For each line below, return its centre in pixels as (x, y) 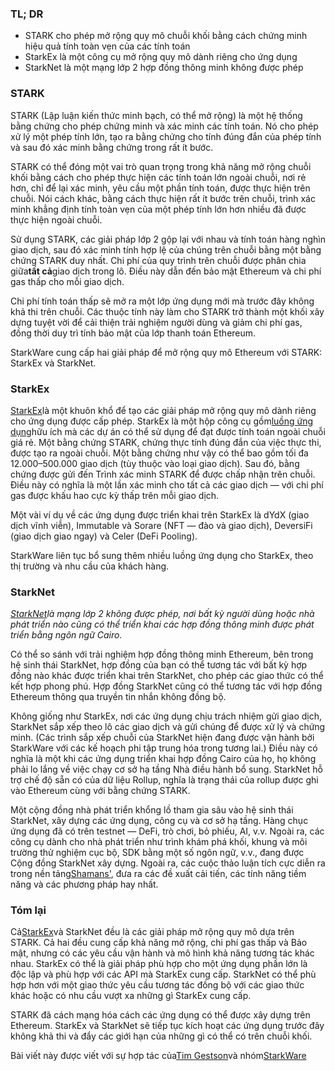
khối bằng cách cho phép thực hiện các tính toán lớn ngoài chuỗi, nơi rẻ (158, 177)
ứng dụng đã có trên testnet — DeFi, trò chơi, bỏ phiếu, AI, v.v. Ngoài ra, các (167, 831)
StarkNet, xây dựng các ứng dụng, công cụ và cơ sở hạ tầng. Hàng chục (159, 821)
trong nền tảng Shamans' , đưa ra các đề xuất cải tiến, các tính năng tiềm (158, 874)
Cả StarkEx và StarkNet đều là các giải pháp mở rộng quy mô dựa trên (152, 932)
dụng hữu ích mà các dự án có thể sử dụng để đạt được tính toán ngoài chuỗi (168, 431)
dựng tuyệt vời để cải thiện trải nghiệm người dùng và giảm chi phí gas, (156, 322)
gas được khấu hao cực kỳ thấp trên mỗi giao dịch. (115, 495)
